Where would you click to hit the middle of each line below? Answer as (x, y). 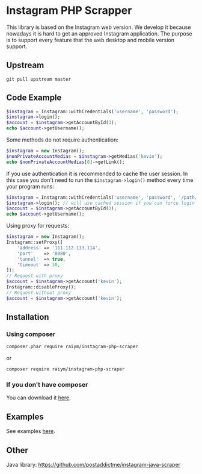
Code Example (34, 98)
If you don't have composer (47, 385)
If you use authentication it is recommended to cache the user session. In (97, 173)
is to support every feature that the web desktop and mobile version (90, 40)
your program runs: (30, 186)
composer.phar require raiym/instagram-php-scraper (72, 347)
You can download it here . (38, 398)
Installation (28, 317)
